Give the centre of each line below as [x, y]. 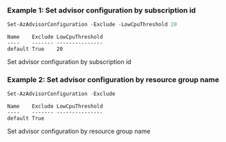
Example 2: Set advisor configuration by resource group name [113, 80]
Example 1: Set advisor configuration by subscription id [102, 10]
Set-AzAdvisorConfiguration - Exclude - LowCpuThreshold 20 [92, 25]
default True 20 [35, 49]
